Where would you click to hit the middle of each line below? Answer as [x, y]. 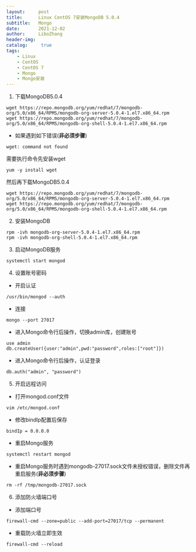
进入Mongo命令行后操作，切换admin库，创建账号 [76, 332]
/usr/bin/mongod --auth [36, 297]
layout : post [28, 12]
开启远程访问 [30, 384]
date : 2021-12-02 [36, 28]
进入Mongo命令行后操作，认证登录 [58, 361]
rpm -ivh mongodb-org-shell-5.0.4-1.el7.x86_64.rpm [72, 238]
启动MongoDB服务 [38, 250]
